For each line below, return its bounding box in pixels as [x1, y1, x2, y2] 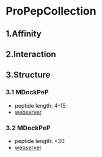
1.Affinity [5, 29, 42, 39]
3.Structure [5, 70, 51, 80]
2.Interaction [5, 49, 56, 59]
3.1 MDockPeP [5, 88, 49, 97]
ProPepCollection [5, 4, 97, 18]
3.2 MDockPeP [5, 124, 51, 132]
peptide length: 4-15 [14, 102, 66, 109]
